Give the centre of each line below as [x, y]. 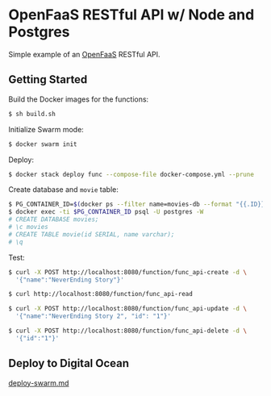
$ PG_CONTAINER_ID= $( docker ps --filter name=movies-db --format [120, 204]
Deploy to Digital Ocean [69, 363]
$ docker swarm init [43, 144]
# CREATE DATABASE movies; [54, 219]
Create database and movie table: [64, 190]
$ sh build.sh [32, 114]
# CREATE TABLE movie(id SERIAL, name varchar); [92, 234]
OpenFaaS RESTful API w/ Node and [131, 15]
